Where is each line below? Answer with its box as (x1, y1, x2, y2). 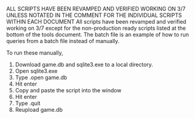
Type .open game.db (15, 74, 67, 81)
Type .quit (15, 100, 41, 107)
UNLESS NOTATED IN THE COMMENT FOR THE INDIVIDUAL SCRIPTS (6, 12, 182, 19)
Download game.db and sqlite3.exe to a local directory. (15, 61, 154, 68)
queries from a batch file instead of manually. (6, 38, 120, 44)
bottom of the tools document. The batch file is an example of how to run (6, 31, 190, 38)
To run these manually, (6, 49, 64, 56)
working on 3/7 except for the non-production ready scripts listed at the (6, 24, 186, 32)
